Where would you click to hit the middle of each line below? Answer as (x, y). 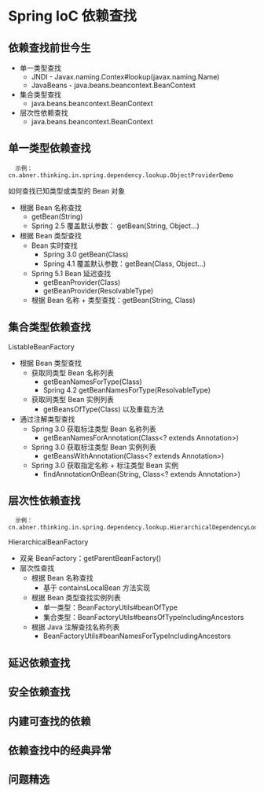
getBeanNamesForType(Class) (93, 382)
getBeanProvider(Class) (82, 282)
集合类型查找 (40, 94)
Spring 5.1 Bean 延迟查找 (71, 273)
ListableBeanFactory (41, 346)
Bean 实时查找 (55, 245)
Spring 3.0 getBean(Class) (86, 254)
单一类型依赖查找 (49, 148)
